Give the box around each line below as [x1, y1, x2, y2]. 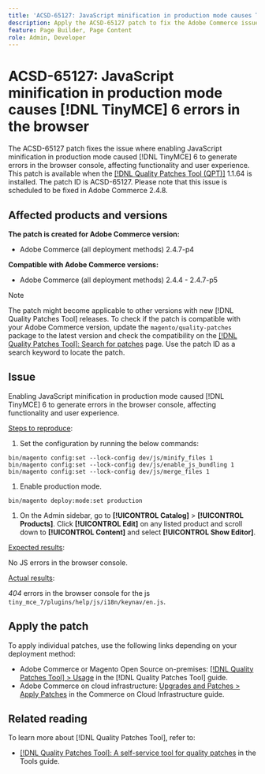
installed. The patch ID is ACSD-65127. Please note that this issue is [8, 177, 227, 187]
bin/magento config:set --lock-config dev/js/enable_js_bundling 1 [8, 460, 235, 469]
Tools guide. [19, 757, 61, 766]
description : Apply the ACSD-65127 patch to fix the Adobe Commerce [8, 19, 238, 27]
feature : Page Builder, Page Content [8, 26, 132, 34]
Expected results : [8, 542, 65, 552]
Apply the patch [8, 620, 89, 633]
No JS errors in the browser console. [8, 557, 129, 567]
